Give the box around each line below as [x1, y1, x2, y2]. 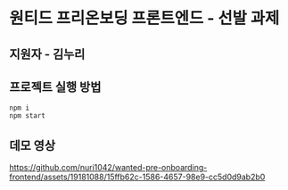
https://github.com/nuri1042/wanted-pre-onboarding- [9, 162, 208, 173]
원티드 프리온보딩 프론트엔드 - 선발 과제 [9, 8, 280, 29]
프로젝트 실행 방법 [9, 79, 102, 95]
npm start [9, 112, 46, 120]
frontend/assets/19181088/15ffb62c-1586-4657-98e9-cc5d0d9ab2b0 [9, 171, 266, 183]
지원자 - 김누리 [9, 46, 86, 62]
